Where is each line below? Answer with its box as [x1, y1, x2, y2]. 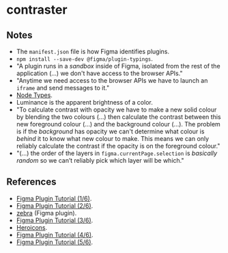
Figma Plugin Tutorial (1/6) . [16, 194, 92, 202]
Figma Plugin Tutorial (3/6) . [16, 216, 94, 224]
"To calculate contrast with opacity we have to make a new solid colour [16, 105, 217, 114]
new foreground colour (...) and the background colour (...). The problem [16, 120, 221, 128]
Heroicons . [16, 223, 48, 231]
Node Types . [16, 91, 53, 99]
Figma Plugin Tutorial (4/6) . [16, 230, 94, 239]
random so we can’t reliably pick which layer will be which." [16, 157, 184, 164]
